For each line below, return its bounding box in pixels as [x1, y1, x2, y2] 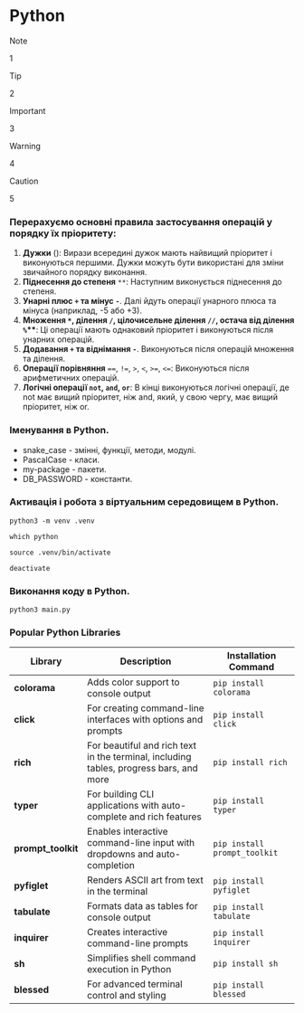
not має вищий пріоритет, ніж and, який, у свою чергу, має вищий [22, 392, 279, 402]
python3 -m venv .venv [9, 516, 95, 525]
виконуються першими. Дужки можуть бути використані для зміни [22, 257, 284, 268]
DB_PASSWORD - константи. [22, 473, 133, 484]
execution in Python [87, 963, 172, 976]
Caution [9, 175, 39, 186]
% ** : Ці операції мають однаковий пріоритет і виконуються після [22, 325, 274, 336]
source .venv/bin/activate [9, 548, 111, 557]
